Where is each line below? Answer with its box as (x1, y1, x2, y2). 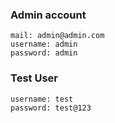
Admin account (10, 8, 87, 22)
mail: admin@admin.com (10, 31, 105, 41)
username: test (10, 94, 74, 104)
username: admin (10, 39, 78, 50)
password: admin (10, 48, 78, 58)
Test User (10, 71, 58, 85)
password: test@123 (10, 103, 92, 113)
